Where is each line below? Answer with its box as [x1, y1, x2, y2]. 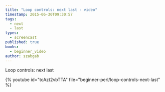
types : [5, 30, 19, 35]
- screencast [10, 35, 37, 40]
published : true [5, 40, 39, 45]
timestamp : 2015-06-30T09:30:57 [5, 12, 73, 17]
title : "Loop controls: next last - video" [5, 7, 98, 12]
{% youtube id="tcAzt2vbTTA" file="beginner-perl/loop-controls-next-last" [5, 77, 160, 83]
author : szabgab [5, 53, 39, 59]
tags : [5, 16, 17, 21]
